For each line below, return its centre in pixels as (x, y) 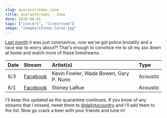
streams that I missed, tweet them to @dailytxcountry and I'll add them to (80, 105)
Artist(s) (62, 65)
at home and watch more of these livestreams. (53, 53)
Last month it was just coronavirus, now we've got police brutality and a (79, 42)
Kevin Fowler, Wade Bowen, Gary (90, 73)
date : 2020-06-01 (23, 19)
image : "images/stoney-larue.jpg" (41, 28)
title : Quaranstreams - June (35, 14)
